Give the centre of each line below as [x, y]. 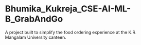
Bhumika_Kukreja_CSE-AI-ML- [68, 9]
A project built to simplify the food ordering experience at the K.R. [71, 32]
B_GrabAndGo [34, 19]
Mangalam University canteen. [36, 37]
